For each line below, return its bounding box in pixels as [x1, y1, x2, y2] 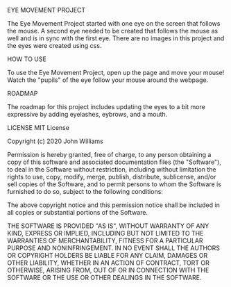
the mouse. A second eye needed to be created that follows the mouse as [7, 27, 219, 35]
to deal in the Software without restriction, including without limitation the [7, 165, 216, 173]
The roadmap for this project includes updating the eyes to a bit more [7, 103, 206, 110]
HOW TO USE [7, 55, 46, 63]
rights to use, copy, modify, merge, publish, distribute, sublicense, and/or [7, 173, 216, 181]
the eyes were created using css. [7, 42, 102, 49]
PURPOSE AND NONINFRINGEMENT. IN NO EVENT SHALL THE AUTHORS [7, 244, 221, 252]
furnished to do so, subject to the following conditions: [7, 188, 163, 195]
